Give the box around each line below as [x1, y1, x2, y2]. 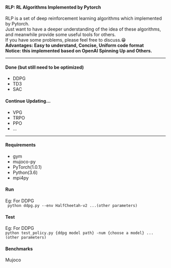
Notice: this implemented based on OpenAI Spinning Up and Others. [5, 48, 153, 54]
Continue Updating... [5, 98, 51, 104]
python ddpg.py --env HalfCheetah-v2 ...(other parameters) [7, 203, 138, 209]
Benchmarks [5, 246, 33, 252]
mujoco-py [12, 158, 36, 165]
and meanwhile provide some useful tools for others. [5, 32, 116, 38]
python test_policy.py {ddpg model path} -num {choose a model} [5, 230, 145, 236]
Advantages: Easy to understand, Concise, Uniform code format [5, 42, 144, 48]
